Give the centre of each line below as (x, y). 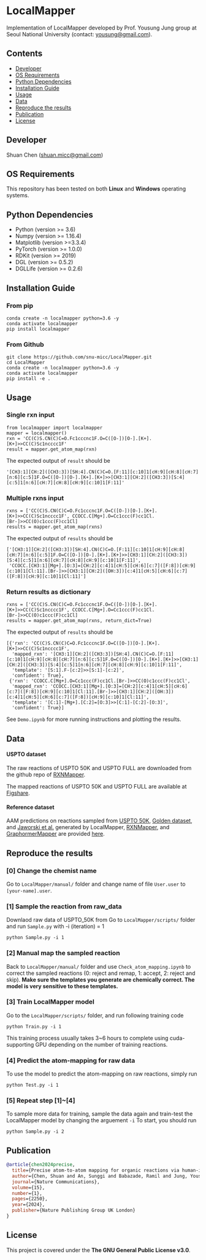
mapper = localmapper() (37, 433)
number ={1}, (27, 1193)
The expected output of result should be (58, 460)
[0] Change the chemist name (51, 870)
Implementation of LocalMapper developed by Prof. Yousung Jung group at (102, 28)
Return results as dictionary (49, 592)
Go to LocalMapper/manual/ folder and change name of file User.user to (96, 884)
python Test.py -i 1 (33, 1085)
